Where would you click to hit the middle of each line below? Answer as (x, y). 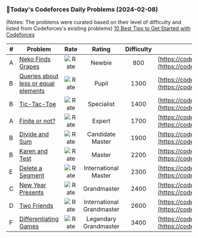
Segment (32, 176)
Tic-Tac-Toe (38, 104)
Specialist (101, 104)
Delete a (31, 168)
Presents (32, 193)
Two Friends (36, 206)
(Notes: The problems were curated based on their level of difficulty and (94, 22)
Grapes (29, 67)
